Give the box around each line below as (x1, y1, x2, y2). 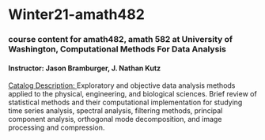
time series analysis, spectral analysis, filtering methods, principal (8, 106, 223, 115)
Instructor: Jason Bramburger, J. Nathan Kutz (8, 63, 161, 73)
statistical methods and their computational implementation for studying (8, 97, 243, 108)
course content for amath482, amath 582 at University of (8, 34, 233, 45)
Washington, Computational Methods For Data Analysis (8, 44, 227, 55)
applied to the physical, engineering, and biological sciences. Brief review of (8, 89, 257, 99)
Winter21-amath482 (8, 6, 145, 24)
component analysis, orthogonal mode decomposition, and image (8, 115, 222, 124)
